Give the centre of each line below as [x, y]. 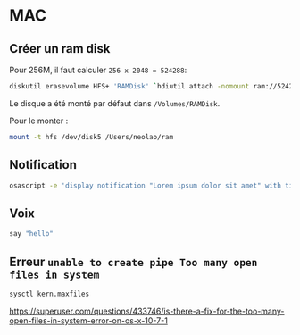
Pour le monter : [39, 121]
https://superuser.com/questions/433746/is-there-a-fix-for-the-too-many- [147, 311]
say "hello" [31, 234]
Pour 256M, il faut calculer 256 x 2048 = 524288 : [98, 70]
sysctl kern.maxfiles [50, 294]
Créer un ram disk [60, 49]
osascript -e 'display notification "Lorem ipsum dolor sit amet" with [145, 185]
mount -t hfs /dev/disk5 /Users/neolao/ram [92, 137]
